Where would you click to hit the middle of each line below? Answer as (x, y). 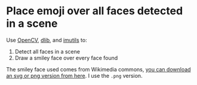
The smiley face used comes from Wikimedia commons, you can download (98, 69)
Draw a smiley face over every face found (66, 58)
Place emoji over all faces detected (95, 11)
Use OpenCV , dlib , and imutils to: (47, 40)
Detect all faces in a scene (47, 51)
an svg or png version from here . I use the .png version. (74, 75)
